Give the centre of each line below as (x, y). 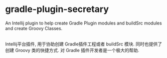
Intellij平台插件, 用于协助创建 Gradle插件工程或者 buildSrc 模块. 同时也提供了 (83, 44)
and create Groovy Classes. (34, 28)
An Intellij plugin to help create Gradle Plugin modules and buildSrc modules (83, 23)
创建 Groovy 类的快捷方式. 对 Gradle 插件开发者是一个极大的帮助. (72, 50)
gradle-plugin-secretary (57, 9)
